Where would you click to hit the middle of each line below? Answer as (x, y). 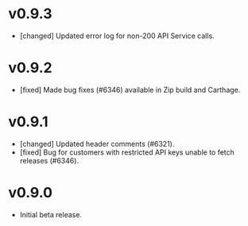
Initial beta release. (50, 214)
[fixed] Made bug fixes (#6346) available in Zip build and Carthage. (130, 90)
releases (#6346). (49, 160)
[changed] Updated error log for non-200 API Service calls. (117, 36)
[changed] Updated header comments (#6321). (97, 144)
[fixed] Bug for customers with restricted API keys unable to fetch (127, 152)
